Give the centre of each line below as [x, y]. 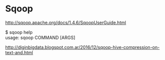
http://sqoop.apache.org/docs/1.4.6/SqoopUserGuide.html [66, 22]
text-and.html [19, 52]
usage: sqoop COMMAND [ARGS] [40, 37]
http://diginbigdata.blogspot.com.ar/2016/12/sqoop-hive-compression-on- [82, 47]
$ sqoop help [19, 32]
